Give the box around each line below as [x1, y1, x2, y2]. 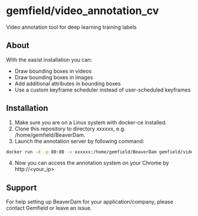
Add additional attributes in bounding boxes [14, 80, 121, 87]
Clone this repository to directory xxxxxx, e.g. [14, 125, 126, 132]
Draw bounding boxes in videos [14, 67, 92, 75]
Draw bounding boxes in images [14, 73, 93, 80]
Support [6, 183, 37, 193]
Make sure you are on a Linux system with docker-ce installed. [14, 119, 167, 126]
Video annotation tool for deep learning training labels [6, 23, 137, 31]
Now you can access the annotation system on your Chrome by [14, 160, 169, 167]
